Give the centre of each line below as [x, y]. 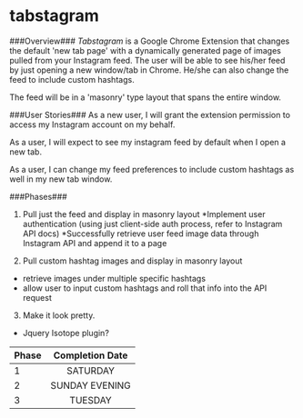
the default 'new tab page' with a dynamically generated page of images [146, 50]
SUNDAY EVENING [91, 385]
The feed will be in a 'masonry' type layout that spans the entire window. [146, 97]
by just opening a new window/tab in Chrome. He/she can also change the [149, 70]
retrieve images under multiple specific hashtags [114, 278]
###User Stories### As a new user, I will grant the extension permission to [150, 114]
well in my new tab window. [61, 179]
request [37, 297]
